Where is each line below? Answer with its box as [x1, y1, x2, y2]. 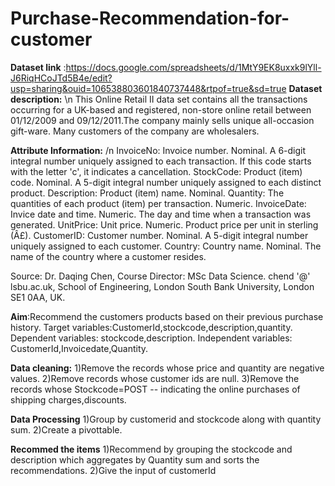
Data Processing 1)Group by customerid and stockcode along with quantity [10, 413, 322, 425]
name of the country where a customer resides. [10, 250, 207, 262]
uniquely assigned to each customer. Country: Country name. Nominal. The [10, 240, 322, 252]
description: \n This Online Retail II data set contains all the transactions [10, 93, 308, 105]
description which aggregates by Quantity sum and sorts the [10, 453, 260, 466]
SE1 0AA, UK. [10, 291, 66, 303]
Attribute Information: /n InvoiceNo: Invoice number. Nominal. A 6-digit [10, 144, 307, 156]
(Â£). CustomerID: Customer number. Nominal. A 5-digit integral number [10, 229, 309, 241]
